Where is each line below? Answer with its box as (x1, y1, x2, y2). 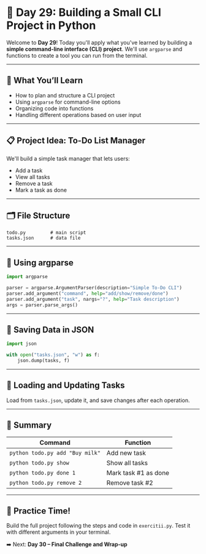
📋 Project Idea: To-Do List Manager (6, 135, 146, 146)
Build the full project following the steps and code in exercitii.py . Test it (6, 522, 191, 529)
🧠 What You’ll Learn (6, 75, 83, 86)
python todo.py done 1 (9, 469, 75, 476)
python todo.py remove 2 (9, 479, 82, 486)
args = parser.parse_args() (6, 302, 78, 308)
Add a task (15, 167, 43, 174)
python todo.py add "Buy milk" (9, 449, 101, 456)
